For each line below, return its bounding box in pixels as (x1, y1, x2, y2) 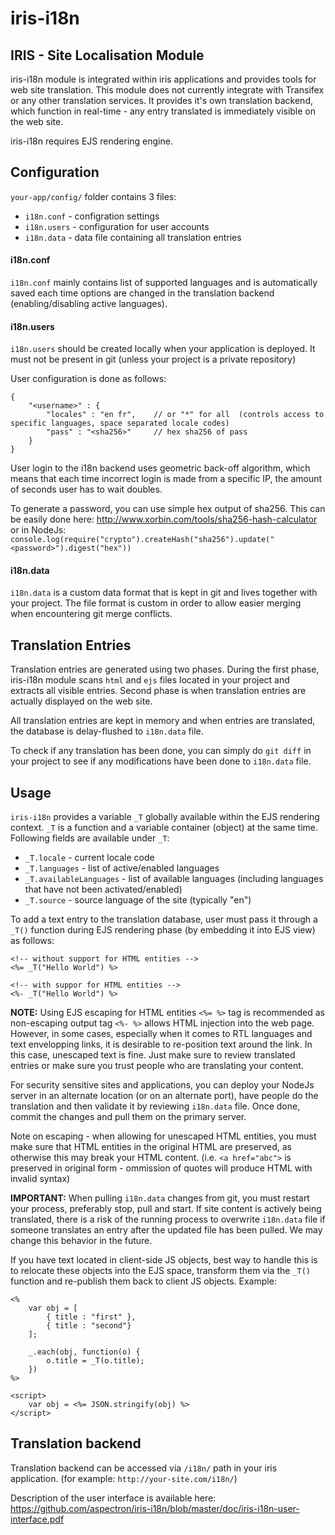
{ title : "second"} (46, 1321, 132, 1331)
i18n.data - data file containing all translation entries (24, 231, 242, 243)
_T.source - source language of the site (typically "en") (24, 894, 252, 906)
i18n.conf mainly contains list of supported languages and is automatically (10, 277, 318, 289)
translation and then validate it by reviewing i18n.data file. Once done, (10, 1100, 301, 1112)
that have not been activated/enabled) (24, 883, 183, 896)
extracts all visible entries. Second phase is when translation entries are (10, 685, 307, 697)
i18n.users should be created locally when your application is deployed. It (10, 343, 316, 355)
